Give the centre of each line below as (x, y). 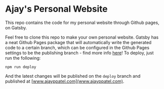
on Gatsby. (16, 27)
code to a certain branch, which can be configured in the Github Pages (77, 47)
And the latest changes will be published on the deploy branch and (73, 76)
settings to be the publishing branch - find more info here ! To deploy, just (80, 53)
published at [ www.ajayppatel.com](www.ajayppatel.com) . (65, 81)
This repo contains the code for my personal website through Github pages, (82, 22)
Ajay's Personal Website (56, 9)
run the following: (23, 58)
